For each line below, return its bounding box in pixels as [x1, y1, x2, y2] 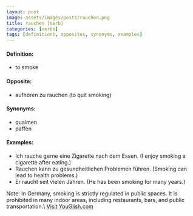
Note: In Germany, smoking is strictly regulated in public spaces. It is [6, 189, 178, 197]
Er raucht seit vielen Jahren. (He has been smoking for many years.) [15, 178, 186, 185]
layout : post [6, 8, 39, 15]
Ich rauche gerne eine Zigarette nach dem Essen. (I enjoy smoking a [15, 152, 186, 160]
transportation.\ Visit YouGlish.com [6, 203, 94, 210]
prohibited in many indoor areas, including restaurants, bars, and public [6, 196, 185, 203]
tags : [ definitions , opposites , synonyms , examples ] [6, 32, 143, 38]
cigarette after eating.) [15, 158, 72, 166]
